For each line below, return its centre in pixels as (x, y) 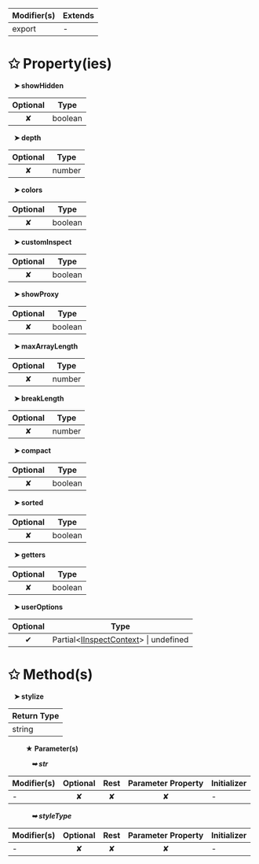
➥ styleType (51, 816)
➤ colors (28, 190)
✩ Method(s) (51, 675)
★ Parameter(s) (52, 748)
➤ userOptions (38, 607)
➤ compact (32, 450)
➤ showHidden (39, 85)
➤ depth (27, 138)
